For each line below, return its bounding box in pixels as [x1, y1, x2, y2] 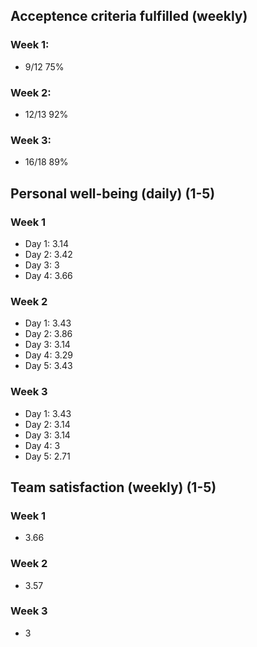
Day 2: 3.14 [24, 418, 71, 430]
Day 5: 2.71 [24, 450, 71, 462]
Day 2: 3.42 [24, 248, 73, 260]
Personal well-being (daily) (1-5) [10, 185, 216, 202]
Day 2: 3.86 [24, 328, 73, 340]
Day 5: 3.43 [24, 360, 73, 372]
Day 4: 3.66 [24, 269, 73, 281]
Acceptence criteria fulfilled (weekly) [10, 8, 248, 25]
